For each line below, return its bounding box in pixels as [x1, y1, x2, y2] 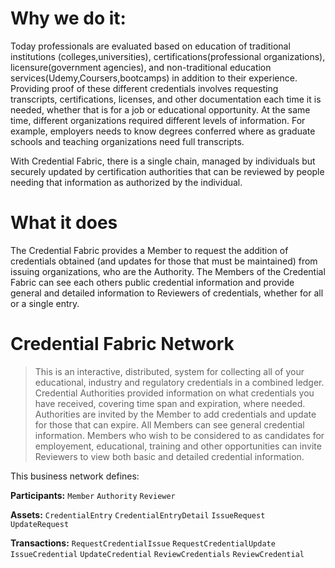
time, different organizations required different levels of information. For [10, 114, 306, 126]
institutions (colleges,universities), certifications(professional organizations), [10, 50, 326, 62]
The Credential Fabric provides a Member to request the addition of [10, 244, 289, 256]
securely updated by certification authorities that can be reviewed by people [10, 165, 325, 177]
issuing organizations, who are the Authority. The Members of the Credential [10, 265, 326, 277]
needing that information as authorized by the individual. [10, 176, 243, 188]
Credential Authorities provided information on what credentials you [34, 387, 315, 399]
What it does [10, 212, 118, 234]
